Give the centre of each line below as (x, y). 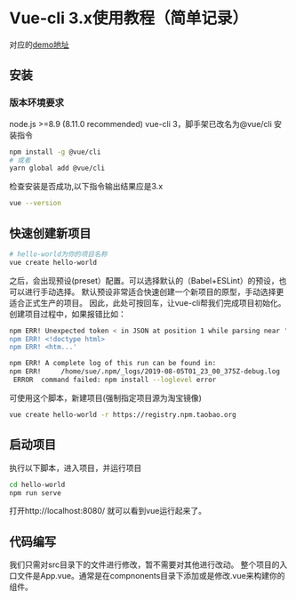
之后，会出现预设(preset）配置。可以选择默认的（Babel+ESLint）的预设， (144, 280)
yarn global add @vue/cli (57, 168)
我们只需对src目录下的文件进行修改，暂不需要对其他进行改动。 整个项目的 (144, 564)
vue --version (36, 204)
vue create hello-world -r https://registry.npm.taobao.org (123, 414)
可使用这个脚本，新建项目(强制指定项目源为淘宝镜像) (106, 397)
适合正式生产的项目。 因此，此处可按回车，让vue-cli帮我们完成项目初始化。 (148, 302)
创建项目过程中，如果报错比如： (68, 314)
